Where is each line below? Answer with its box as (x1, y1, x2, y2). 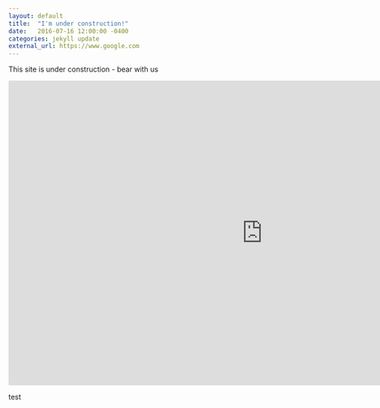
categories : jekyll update (8, 34, 100, 43)
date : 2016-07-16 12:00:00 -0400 (8, 27, 129, 35)
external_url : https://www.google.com (8, 42, 140, 50)
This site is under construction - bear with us (8, 64, 158, 74)
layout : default (8, 11, 63, 20)
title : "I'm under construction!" (8, 20, 129, 28)
